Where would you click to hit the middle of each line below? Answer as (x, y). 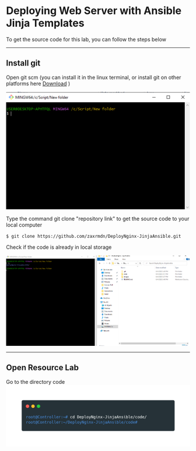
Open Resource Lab (42, 368)
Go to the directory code (36, 381)
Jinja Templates (45, 23)
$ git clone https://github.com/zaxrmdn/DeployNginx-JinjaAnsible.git (94, 236)
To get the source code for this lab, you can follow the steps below (86, 39)
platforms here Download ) (38, 84)
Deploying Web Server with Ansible (94, 11)
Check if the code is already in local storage (59, 247)
